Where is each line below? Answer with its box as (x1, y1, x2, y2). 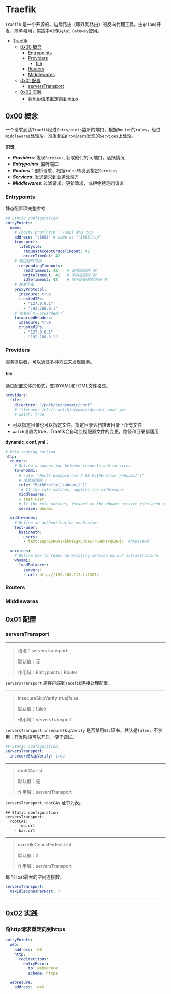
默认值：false (17, 706, 46, 712)
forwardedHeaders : (14, 315, 53, 320)
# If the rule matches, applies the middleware (21, 487, 124, 492)
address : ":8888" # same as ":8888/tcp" (14, 234, 101, 240)
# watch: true (14, 412, 44, 417)
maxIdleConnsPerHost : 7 (10, 889, 60, 894)
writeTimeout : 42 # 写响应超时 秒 (23, 272, 97, 278)
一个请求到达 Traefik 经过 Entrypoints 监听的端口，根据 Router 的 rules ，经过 (5, 126, 161, 132)
